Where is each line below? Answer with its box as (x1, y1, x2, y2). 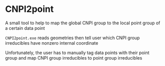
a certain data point (5, 25, 45, 31)
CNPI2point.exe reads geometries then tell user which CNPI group (5, 35, 140, 41)
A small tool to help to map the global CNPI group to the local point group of (5, 20, 161, 26)
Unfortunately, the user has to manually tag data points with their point (5, 50, 150, 56)
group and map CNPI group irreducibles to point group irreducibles (5, 55, 143, 61)
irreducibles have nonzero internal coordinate (5, 40, 98, 46)
